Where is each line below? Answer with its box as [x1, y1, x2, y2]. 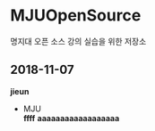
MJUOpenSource [10, 5, 142, 26]
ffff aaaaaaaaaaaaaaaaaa [22, 112, 120, 123]
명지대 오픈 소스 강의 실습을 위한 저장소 [10, 36, 147, 46]
